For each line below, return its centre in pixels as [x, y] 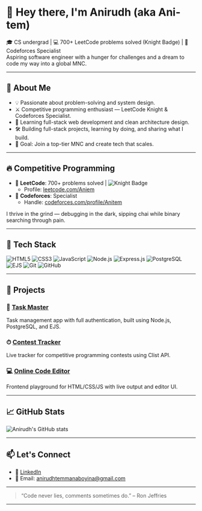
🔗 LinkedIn [28, 472]
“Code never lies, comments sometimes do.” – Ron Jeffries [94, 496]
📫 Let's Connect [38, 454]
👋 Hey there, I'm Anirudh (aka [81, 12]
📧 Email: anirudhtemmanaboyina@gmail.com [70, 479]
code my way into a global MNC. [47, 63]
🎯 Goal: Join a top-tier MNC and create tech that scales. [84, 144]
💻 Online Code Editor [38, 371]
